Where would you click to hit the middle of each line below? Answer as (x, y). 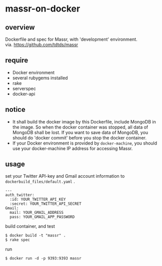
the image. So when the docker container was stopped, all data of (80, 127)
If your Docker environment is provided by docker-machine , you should (85, 143)
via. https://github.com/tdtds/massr (42, 45)
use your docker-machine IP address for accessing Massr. (72, 148)
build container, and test (30, 226)
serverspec (24, 88)
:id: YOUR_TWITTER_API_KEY (38, 199)
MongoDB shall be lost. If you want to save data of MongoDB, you (80, 132)
